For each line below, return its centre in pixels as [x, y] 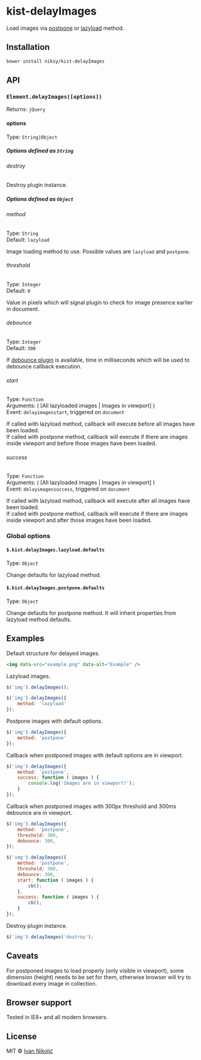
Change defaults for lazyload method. [54, 575]
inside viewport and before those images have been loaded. [82, 443]
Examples [25, 638]
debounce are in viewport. [39, 813]
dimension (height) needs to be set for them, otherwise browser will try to [99, 977]
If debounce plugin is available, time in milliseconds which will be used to [98, 360]
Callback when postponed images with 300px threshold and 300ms [91, 806]
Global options [28, 536]
